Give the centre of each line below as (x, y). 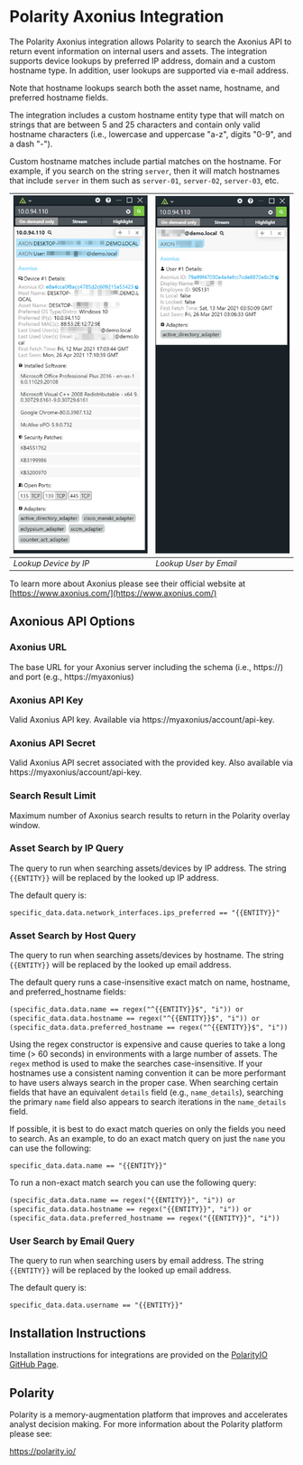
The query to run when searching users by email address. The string (137, 1261)
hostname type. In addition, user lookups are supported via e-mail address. (149, 70)
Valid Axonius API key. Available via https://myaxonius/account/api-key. (142, 719)
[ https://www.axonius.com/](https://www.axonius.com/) (113, 593)
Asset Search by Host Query (73, 935)
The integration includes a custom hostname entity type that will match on (147, 115)
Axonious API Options (72, 622)
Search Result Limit (53, 796)
